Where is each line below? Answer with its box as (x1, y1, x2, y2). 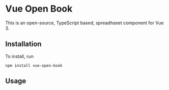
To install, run (5, 53, 34, 59)
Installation (5, 40, 42, 49)
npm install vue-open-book (5, 63, 63, 68)
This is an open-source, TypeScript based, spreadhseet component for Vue (5, 20, 164, 26)
